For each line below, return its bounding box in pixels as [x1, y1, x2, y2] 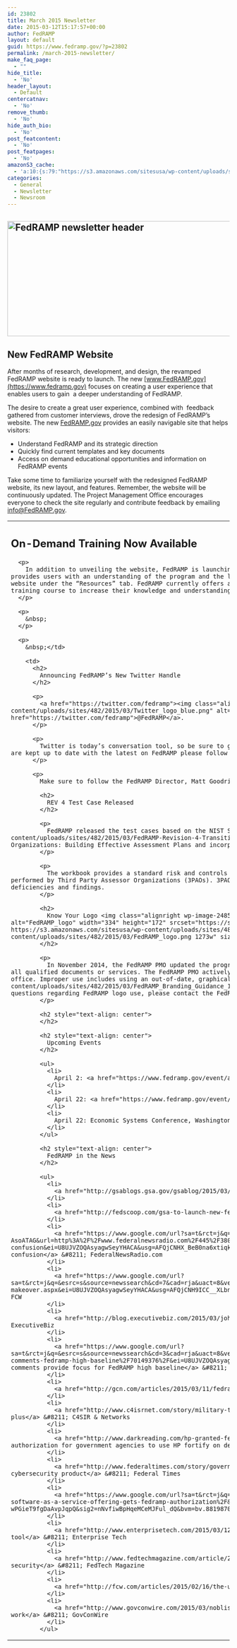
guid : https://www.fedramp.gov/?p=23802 [7, 43, 128, 50]
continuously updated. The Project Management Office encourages [7, 491, 203, 499]
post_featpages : [7, 148, 55, 155]
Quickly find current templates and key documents [17, 447, 165, 456]
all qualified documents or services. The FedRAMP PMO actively [11, 968, 231, 976]
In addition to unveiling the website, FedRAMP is [25, 565, 199, 573]
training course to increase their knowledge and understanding [11, 586, 231, 594]
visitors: [7, 426, 30, 434]
